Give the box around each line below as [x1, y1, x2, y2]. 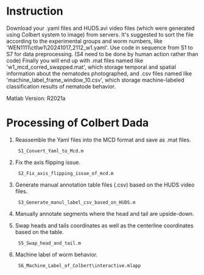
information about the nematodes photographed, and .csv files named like [6, 70, 192, 77]
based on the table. [15, 228, 64, 235]
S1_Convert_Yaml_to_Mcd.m [18, 148, 84, 154]
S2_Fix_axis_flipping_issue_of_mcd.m [18, 170, 114, 176]
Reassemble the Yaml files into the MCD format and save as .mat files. [15, 136, 191, 143]
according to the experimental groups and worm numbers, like [6, 37, 163, 45]
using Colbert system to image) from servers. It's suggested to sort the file [6, 30, 194, 38]
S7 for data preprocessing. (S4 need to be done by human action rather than [6, 50, 199, 57]
